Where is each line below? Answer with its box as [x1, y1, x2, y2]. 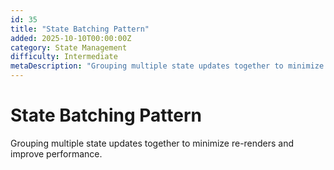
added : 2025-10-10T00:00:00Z [10, 33, 132, 43]
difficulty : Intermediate [10, 52, 118, 62]
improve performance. [10, 147, 103, 160]
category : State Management [10, 42, 128, 53]
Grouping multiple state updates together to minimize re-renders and [10, 137, 295, 149]
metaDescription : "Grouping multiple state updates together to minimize [10, 61, 325, 71]
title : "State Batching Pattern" [10, 24, 150, 34]
